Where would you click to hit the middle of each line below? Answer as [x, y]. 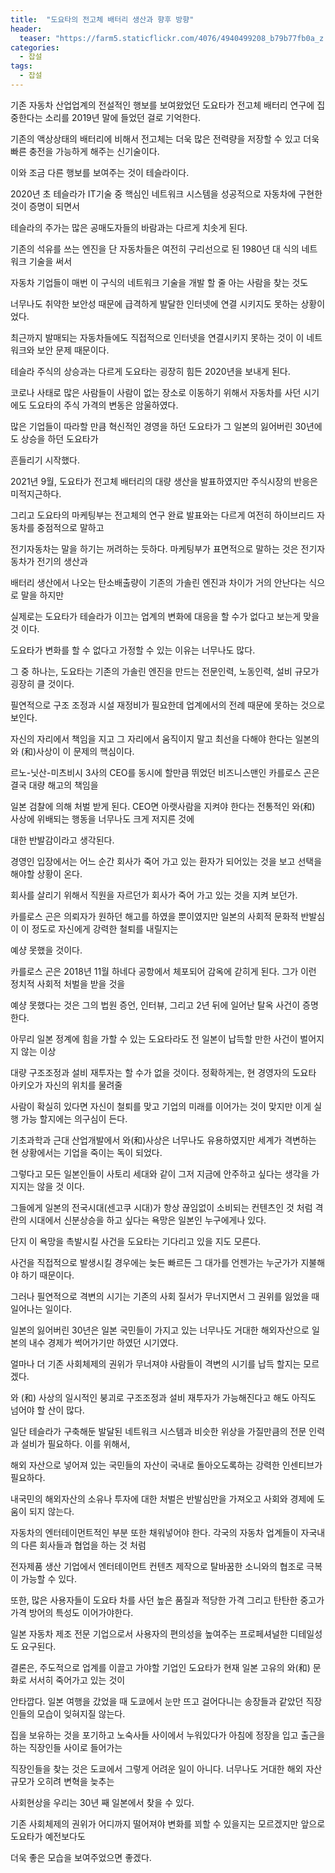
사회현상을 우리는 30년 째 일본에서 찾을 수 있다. [102, 1802]
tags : [21, 66]
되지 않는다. [51, 1511]
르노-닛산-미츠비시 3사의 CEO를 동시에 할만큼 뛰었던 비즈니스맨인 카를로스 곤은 [165, 772]
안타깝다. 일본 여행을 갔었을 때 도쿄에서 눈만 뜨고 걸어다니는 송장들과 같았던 [157, 1701]
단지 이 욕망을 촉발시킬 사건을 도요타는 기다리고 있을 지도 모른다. [136, 1241]
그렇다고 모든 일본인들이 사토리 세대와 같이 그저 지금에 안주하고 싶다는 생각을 [160, 1173]
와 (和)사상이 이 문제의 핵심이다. [72, 751]
